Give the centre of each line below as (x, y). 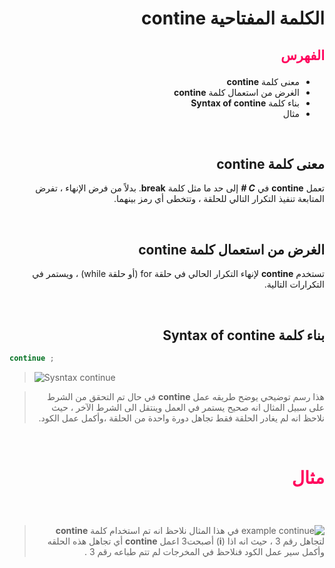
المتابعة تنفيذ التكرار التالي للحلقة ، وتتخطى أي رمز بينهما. (219, 199)
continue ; (32, 358)
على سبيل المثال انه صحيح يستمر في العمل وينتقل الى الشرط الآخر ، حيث (188, 407)
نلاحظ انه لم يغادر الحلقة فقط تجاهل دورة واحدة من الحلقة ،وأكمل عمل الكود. (181, 418)
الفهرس (302, 55)
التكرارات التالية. (294, 284)
